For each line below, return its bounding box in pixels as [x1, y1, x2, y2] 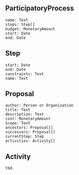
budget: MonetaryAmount [5, 26, 56, 31]
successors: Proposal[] [5, 129, 56, 135]
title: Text [5, 108, 30, 113]
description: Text [5, 112, 44, 117]
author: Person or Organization [5, 103, 73, 108]
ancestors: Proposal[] [5, 125, 53, 130]
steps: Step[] [5, 22, 35, 27]
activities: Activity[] [5, 138, 56, 144]
